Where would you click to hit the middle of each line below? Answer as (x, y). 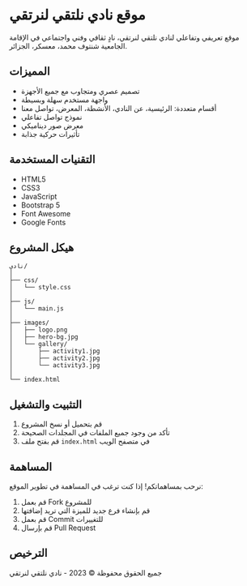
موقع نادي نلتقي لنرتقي (78, 15)
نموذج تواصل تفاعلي (51, 117)
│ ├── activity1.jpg (55, 351)
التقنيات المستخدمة (52, 160)
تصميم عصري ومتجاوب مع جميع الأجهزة (80, 91)
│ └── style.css (40, 288)
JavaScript (39, 196)
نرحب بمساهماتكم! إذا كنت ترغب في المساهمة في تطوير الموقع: (106, 486)
